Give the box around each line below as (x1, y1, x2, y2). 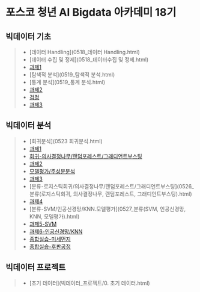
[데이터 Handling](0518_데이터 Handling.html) (29, 49, 141, 55)
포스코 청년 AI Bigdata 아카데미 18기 (5, 5, 177, 19)
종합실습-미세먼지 (29, 235, 71, 243)
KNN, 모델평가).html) (29, 213, 80, 220)
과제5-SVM (29, 220, 57, 228)
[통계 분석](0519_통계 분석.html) (29, 79, 106, 85)
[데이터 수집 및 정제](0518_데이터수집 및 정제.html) (29, 56, 149, 63)
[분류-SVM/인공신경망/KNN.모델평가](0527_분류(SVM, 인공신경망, (29, 205, 186, 213)
